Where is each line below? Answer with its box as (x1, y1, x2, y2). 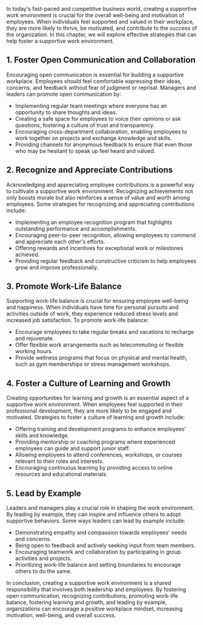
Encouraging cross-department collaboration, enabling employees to (15, 127, 188, 135)
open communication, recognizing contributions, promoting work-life (6, 592, 179, 600)
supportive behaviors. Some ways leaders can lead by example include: (6, 517, 186, 524)
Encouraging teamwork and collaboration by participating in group (15, 549, 181, 556)
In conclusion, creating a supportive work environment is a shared (6, 579, 171, 587)
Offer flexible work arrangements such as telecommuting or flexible (15, 341, 184, 348)
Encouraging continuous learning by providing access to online (15, 464, 173, 471)
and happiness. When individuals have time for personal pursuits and (6, 303, 179, 311)
